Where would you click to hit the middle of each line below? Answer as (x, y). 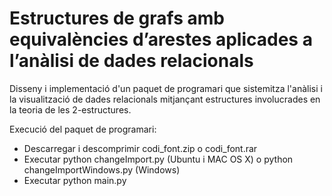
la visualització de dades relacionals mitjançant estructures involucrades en (165, 99)
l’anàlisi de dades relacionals (131, 61)
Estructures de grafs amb (117, 18)
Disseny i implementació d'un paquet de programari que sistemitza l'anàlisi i (166, 88)
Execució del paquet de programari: (83, 129)
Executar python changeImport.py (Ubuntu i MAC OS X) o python (158, 159)
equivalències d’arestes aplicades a (161, 39)
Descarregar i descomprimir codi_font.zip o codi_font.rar (140, 148)
